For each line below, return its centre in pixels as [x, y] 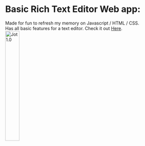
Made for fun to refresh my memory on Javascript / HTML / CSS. [72, 23]
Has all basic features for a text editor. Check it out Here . [64, 28]
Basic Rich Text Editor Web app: [73, 9]
